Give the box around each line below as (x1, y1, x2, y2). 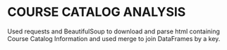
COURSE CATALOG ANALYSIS (7, 4, 186, 20)
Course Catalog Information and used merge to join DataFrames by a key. (7, 34, 221, 42)
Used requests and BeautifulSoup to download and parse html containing (7, 27, 221, 35)
